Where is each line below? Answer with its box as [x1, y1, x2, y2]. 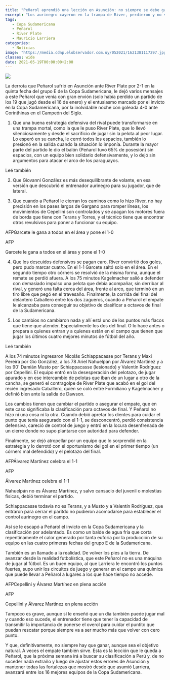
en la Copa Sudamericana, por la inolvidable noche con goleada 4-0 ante [5, 105, 158, 111]
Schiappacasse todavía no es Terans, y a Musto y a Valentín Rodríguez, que [5, 503, 163, 509]
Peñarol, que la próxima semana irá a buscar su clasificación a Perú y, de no [5, 653, 164, 659]
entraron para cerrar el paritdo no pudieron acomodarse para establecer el [5, 509, 161, 515]
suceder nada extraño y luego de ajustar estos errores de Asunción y [5, 659, 150, 665]
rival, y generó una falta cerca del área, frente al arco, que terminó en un [12, 286, 164, 292]
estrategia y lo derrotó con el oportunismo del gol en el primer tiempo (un [5, 443, 158, 449]
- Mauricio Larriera [12, 36, 56, 41]
